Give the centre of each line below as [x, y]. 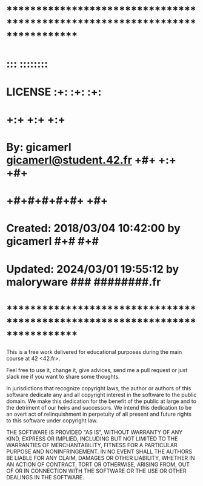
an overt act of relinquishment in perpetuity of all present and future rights [99, 414]
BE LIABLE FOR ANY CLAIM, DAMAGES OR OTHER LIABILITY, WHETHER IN [101, 458]
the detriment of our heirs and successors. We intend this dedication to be [99, 408]
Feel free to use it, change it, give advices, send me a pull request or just [97, 370]
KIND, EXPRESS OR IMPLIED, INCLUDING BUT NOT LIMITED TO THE [92, 439]
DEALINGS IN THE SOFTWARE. [45, 478]
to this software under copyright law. [52, 421]
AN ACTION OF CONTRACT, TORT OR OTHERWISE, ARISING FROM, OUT [98, 465]
